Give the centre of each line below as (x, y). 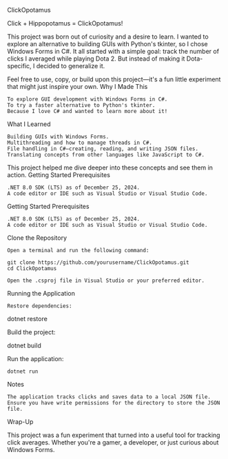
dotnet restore (28, 319)
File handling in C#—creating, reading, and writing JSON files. (103, 149)
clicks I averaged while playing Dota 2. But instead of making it (96, 59)
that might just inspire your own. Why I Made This (77, 86)
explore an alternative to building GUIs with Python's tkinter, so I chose (107, 44)
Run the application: (35, 359)
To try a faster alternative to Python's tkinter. (81, 105)
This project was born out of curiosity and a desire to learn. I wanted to (108, 37)
